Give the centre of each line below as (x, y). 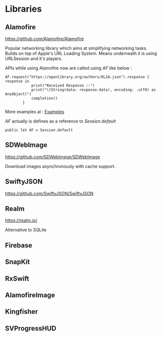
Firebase (19, 245)
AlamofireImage (30, 295)
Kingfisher (21, 312)
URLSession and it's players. (34, 59)
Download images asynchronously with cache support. (60, 166)
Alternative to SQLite (26, 230)
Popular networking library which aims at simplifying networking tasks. (76, 48)
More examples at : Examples (35, 112)
